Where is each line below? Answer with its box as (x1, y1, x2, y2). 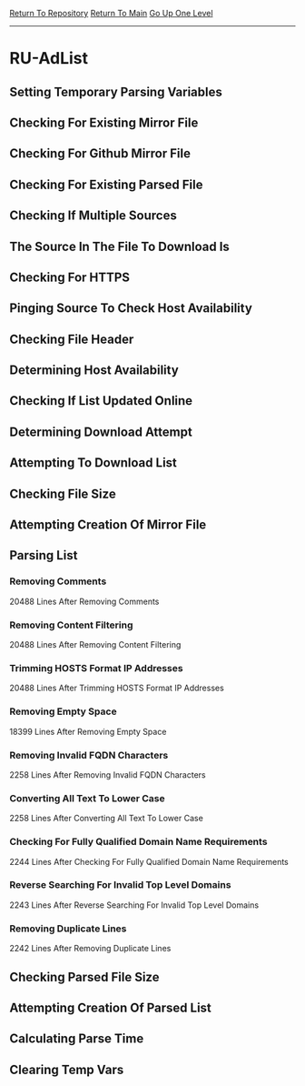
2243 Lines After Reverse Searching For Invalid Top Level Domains (9, 900, 260, 910)
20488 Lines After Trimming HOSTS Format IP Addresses (9, 682, 224, 694)
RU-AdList (9, 48, 89, 69)
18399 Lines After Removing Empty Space (9, 726, 167, 737)
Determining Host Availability (9, 363, 179, 378)
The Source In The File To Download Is (9, 238, 230, 254)
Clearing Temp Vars (9, 1061, 124, 1077)
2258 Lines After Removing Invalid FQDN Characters (9, 769, 206, 780)
